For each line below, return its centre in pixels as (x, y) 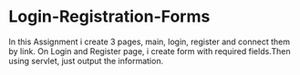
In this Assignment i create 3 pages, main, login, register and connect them (150, 42)
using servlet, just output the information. (86, 61)
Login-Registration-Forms (109, 17)
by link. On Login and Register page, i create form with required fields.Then (150, 51)
